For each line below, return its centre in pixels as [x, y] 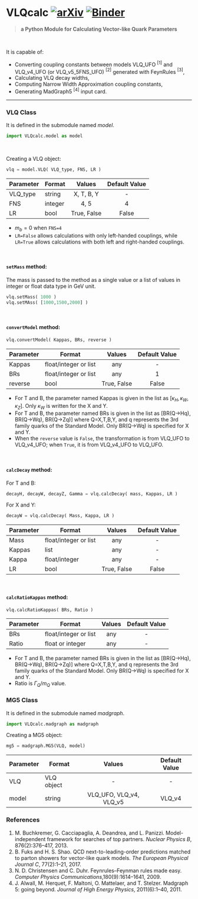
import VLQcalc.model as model [44, 136]
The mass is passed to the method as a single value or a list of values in [93, 280]
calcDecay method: [29, 469]
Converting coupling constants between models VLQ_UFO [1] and [93, 64]
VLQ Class [21, 112]
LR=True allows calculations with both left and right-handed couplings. [99, 242]
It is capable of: [25, 52]
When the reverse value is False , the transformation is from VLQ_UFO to [102, 439]
